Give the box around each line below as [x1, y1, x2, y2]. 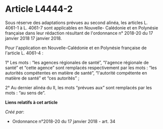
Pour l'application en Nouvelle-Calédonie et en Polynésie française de [5, 45, 147, 51]
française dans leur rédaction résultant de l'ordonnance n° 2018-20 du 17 [5, 30, 153, 36]
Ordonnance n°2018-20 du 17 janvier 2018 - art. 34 [12, 118, 115, 124]
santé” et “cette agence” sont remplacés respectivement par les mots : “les [5, 65, 157, 71]
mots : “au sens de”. [5, 90, 46, 96]
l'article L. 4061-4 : [5, 50, 43, 56]
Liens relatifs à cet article [5, 99, 58, 105]
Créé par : [5, 109, 25, 115]
